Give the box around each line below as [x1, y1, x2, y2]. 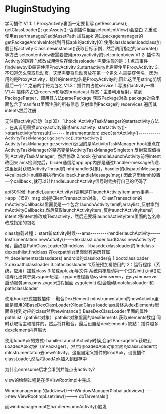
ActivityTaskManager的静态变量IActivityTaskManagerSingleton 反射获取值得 [5, 147, 161, 153]
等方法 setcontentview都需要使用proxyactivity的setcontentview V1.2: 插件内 [5, 51, 160, 58]
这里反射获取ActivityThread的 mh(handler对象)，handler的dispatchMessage [5, 165, 161, 172]
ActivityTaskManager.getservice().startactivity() [5, 135, 103, 141]
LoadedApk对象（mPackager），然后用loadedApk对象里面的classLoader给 [5, 344, 158, 349]
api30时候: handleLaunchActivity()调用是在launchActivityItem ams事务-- [5, 189, 154, 195]
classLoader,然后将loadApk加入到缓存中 [5, 356, 87, 362]
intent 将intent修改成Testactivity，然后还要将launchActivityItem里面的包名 [5, 213, 156, 219]
